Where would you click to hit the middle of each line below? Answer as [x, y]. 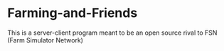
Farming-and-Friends [73, 13]
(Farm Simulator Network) [46, 40]
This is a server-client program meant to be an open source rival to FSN [112, 33]
